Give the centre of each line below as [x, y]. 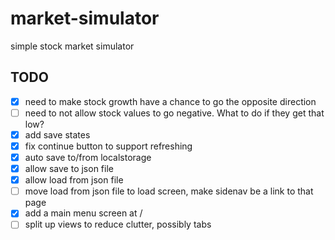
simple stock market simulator [72, 46]
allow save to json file [69, 169]
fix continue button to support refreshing [108, 146]
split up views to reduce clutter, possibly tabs [118, 224]
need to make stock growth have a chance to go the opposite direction [170, 101]
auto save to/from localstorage [88, 157]
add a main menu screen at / [83, 213]
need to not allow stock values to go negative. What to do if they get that [174, 113]
